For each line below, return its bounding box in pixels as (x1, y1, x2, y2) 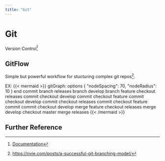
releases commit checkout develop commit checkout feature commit (5, 93, 144, 99)
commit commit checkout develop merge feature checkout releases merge (5, 104, 156, 109)
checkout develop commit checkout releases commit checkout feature (5, 99, 148, 105)
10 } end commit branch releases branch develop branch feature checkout (5, 88, 156, 94)
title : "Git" (5, 7, 32, 12)
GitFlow (5, 59, 29, 68)
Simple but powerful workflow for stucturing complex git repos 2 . (5, 73, 136, 79)
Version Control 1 (5, 45, 38, 52)
